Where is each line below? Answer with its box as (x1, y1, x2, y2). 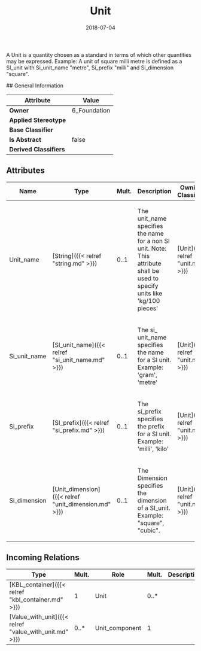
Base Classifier (9, 126, 54, 134)
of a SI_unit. (137, 504, 170, 512)
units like (137, 289, 163, 297)
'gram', (137, 370, 157, 379)
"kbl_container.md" (9, 595, 63, 604)
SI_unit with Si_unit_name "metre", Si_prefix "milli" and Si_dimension (6, 64, 174, 71)
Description (137, 187, 172, 195)
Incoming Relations (6, 552, 80, 563)
